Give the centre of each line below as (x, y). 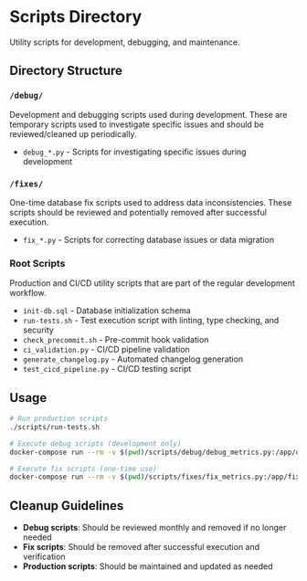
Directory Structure (66, 71)
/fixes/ (26, 184)
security (38, 330)
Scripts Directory (76, 17)
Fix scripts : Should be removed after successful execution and (141, 547)
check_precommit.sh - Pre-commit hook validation (116, 340)
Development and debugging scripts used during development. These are (148, 114)
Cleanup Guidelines (67, 506)
